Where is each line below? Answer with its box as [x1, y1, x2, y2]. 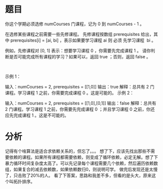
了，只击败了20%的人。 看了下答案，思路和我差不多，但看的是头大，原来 [5, 172, 152, 178]
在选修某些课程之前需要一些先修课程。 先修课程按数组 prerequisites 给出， [5, 31, 154, 37]
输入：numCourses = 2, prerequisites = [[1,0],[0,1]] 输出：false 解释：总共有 [5, 100, 157, 106]
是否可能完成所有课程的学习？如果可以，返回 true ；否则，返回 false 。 [9, 53, 151, 59]
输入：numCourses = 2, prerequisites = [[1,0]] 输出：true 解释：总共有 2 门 [5, 84, 154, 89]
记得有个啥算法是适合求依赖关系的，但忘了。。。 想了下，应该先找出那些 [5, 148, 147, 154]
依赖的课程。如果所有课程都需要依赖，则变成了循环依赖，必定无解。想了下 [9, 154, 158, 160]
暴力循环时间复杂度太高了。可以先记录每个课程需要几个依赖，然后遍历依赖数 [5, 160, 158, 166]
